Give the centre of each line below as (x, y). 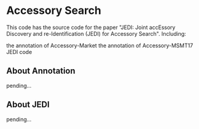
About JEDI (28, 104)
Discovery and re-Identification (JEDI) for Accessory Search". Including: (96, 33)
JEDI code (19, 51)
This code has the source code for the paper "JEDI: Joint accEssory (91, 27)
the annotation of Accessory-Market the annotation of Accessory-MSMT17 (100, 45)
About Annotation (41, 71)
